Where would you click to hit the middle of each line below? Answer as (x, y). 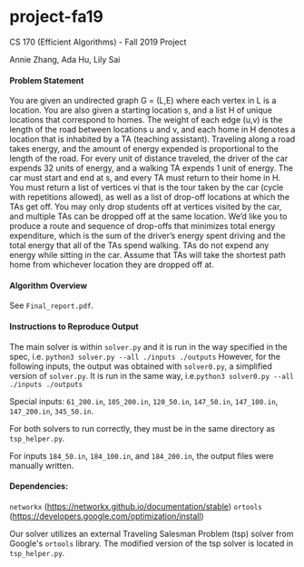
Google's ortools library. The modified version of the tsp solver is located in (151, 543)
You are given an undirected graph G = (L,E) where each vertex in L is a (143, 101)
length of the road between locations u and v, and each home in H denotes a (152, 130)
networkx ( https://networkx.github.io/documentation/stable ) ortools (136, 506)
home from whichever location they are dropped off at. (112, 264)
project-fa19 (57, 17)
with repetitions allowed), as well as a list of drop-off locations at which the (150, 197)
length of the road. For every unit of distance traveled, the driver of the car (149, 159)
